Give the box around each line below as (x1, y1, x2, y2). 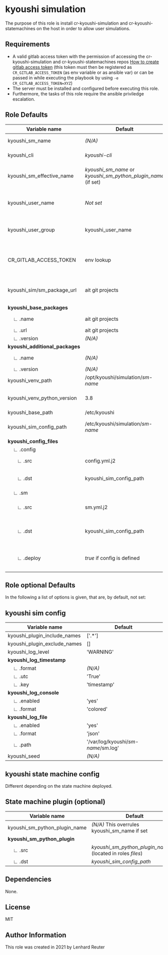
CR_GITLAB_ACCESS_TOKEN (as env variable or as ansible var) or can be (12, 69, 154, 75)
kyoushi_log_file (7, 714, 47, 721)
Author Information (5, 930, 66, 939)
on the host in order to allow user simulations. (36, 25, 130, 31)
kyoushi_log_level (7, 649, 49, 656)
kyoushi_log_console (7, 689, 59, 696)
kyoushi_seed (7, 753, 40, 760)
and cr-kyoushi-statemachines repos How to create (52, 59, 159, 65)
